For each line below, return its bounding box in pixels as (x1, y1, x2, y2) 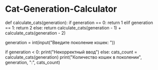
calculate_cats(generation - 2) (5, 30, 66, 36)
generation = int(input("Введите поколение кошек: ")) (5, 39, 115, 45)
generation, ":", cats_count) (5, 59, 60, 65)
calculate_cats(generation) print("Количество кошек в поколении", (5, 54, 142, 60)
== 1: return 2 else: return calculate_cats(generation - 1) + (5, 24, 121, 30)
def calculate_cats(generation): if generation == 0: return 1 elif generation (5, 20, 153, 25)
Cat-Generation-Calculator (5, 3, 117, 15)
